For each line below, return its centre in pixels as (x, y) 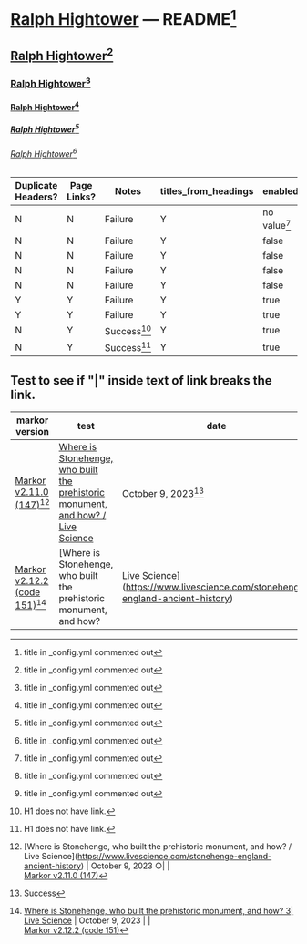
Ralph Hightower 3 (51, 82)
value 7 (277, 225)
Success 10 (128, 330)
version (32, 432)
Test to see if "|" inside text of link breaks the (141, 380)
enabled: (282, 191)
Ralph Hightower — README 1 (123, 18)
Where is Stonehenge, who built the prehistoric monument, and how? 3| (159, 911)
